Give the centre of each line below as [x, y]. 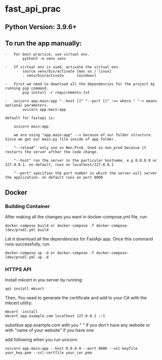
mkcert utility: [19, 303]
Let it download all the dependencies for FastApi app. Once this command [79, 239]
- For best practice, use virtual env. [48, 54]
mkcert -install [21, 312]
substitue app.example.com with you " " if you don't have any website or [78, 325]
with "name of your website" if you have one [49, 330]
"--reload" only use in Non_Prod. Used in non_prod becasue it [80, 148]
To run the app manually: [43, 43]
